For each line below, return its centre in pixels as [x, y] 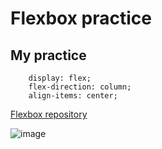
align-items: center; [73, 96]
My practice [48, 55]
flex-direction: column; [80, 87]
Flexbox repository [49, 114]
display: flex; [60, 78]
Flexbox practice [81, 18]
